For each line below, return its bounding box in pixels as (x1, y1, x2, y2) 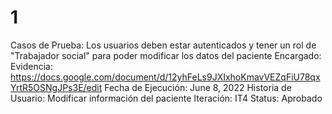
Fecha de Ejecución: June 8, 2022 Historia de (104, 81, 292, 93)
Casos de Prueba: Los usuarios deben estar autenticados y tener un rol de (10, 39, 317, 51)
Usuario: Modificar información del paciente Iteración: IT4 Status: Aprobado (10, 92, 323, 104)
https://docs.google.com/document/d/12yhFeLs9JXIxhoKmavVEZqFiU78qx (10, 71, 321, 83)
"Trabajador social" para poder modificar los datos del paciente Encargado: (10, 49, 322, 61)
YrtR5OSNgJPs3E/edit (10, 81, 103, 93)
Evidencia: (10, 60, 53, 72)
